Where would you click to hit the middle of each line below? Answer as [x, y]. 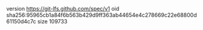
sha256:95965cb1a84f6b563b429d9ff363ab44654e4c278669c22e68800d [102, 15]
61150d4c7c [21, 21]
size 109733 [53, 21]
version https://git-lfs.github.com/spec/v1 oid [63, 9]
